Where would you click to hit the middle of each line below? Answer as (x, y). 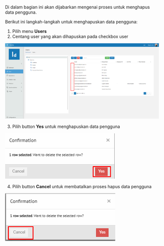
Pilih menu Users (30, 31)
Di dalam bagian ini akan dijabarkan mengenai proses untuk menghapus (78, 7)
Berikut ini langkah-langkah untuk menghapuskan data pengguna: (71, 22)
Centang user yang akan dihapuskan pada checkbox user (70, 37)
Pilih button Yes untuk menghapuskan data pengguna (66, 126)
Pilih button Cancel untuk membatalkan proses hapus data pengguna (82, 186)
